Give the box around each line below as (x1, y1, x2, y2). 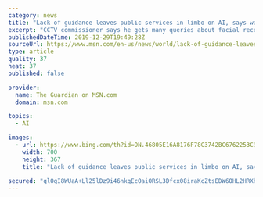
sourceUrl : (8, 41, 44, 48)
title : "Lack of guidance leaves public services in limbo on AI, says (8, 19, 247, 27)
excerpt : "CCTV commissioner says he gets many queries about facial (8, 26, 240, 34)
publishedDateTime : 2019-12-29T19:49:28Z (8, 33, 146, 41)
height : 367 (22, 156, 61, 163)
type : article (8, 48, 55, 56)
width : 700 (22, 148, 58, 156)
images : (8, 134, 34, 141)
